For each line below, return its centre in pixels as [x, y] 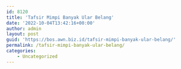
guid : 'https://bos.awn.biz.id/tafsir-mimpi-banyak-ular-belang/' [91, 40]
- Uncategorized [38, 56]
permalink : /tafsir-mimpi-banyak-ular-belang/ [66, 46]
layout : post [23, 34]
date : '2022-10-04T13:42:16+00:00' [51, 23]
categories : [21, 51]
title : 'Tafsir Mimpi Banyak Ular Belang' [60, 17]
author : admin [24, 28]
